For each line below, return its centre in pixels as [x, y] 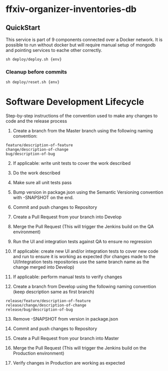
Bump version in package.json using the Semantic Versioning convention [88, 192]
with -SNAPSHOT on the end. [43, 198]
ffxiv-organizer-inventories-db [71, 9]
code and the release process [36, 121]
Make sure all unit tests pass [42, 183]
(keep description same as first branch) [53, 292]
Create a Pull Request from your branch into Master [66, 339]
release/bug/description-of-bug [39, 310]
